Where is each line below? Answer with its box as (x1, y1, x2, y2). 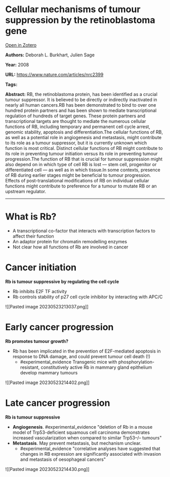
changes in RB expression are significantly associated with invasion (20, 451, 161, 457)
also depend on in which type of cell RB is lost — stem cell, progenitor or (5, 161, 157, 167)
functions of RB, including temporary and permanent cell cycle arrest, (5, 123, 151, 130)
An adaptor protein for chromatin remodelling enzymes (12, 238, 127, 244)
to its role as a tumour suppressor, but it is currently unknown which (5, 140, 147, 146)
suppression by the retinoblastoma (5, 14, 155, 26)
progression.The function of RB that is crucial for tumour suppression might (5, 156, 163, 162)
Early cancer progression (5, 322, 114, 333)
